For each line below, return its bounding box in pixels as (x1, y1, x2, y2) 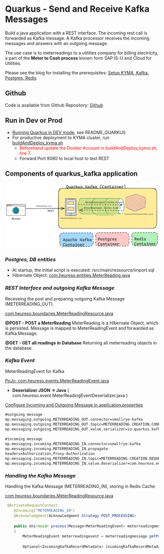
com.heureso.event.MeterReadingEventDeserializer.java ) (12, 392, 128, 398)
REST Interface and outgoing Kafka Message (5, 285, 115, 292)
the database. (5, 345, 33, 351)
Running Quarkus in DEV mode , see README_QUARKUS (12, 129, 126, 135)
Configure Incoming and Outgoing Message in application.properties (5, 402, 143, 408)
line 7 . (19, 150, 31, 156)
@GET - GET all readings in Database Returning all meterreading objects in (5, 340, 157, 346)
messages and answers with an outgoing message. (5, 40, 108, 46)
